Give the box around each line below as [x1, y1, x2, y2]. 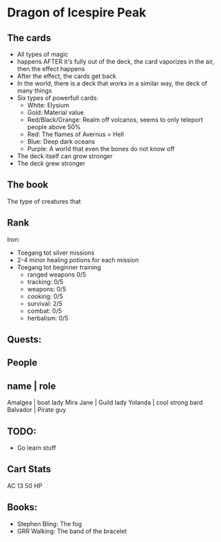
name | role [7, 380, 56, 391]
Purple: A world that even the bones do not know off [27, 145, 175, 153]
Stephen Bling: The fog [16, 519, 82, 528]
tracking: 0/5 [27, 277, 64, 285]
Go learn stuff [16, 443, 56, 452]
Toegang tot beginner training [16, 263, 101, 271]
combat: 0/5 [27, 307, 62, 315]
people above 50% [27, 123, 81, 131]
